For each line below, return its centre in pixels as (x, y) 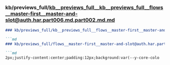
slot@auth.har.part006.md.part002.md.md (60, 20)
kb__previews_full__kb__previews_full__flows (106, 7)
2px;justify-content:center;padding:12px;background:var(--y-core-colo (82, 57)
